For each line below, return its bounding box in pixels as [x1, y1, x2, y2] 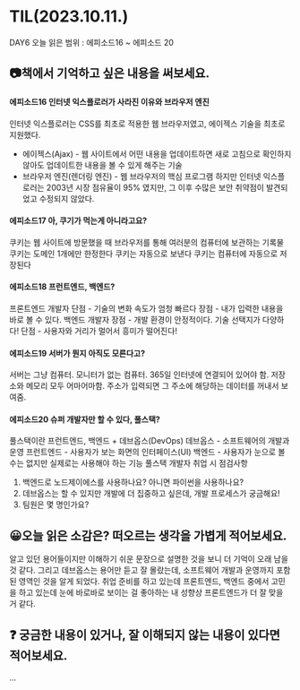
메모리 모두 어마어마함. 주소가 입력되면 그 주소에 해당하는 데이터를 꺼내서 [25, 381, 279, 392]
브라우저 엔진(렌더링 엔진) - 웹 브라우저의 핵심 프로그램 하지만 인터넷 [21, 170, 261, 181]
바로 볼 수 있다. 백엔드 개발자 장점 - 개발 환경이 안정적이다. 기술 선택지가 [9, 314, 261, 324]
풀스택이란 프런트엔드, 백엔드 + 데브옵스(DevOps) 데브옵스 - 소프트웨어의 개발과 [9, 436, 290, 446]
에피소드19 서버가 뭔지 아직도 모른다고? [9, 348, 146, 358]
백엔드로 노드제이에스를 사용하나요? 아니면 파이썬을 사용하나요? [21, 477, 244, 487]
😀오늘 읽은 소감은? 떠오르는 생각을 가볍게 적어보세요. [9, 528, 287, 543]
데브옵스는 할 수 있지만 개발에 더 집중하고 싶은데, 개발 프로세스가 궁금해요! [21, 488, 280, 499]
